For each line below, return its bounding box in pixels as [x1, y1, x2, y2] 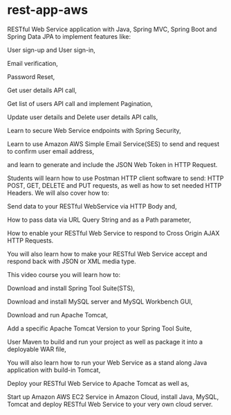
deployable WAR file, [7, 345, 67, 353]
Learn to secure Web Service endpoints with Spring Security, [7, 126, 181, 134]
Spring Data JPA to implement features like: [7, 32, 131, 40]
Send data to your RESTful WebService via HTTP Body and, [7, 202, 178, 210]
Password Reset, [7, 72, 55, 81]
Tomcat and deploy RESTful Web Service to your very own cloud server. [7, 400, 213, 408]
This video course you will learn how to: [7, 270, 121, 279]
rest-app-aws [7, 2, 89, 18]
